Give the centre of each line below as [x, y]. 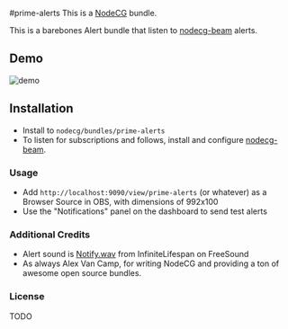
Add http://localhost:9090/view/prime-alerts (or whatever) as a [144, 191]
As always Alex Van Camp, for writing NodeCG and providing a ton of [151, 263]
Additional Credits [50, 235]
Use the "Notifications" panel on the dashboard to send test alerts [145, 211]
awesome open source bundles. [82, 273]
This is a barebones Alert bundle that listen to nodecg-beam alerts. [134, 30]
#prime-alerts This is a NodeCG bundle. [83, 13]
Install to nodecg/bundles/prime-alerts [94, 130]
